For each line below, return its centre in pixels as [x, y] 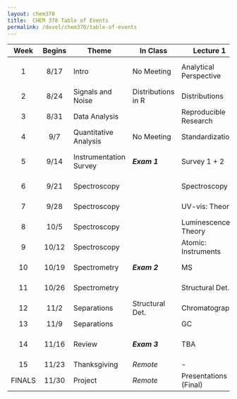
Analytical [197, 67]
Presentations [204, 376]
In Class [154, 51]
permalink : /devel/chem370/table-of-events [72, 27]
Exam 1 [145, 162]
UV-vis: [194, 207]
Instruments [201, 251]
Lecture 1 [209, 51]
